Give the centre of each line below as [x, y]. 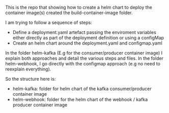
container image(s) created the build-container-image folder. [69, 13]
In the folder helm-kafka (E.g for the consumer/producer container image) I [84, 53]
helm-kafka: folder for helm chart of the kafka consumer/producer [82, 89]
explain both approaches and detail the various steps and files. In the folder [84, 58]
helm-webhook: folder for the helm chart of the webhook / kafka [80, 99]
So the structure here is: [31, 79]
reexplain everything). [28, 69]
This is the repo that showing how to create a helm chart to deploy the [79, 7]
